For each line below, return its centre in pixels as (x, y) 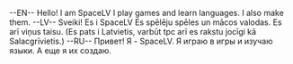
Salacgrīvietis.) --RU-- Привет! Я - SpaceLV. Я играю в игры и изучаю (141, 41)
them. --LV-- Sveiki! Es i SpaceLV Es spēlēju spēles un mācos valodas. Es (146, 22)
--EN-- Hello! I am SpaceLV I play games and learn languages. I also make (147, 13)
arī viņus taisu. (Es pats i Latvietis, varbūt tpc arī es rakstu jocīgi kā (133, 32)
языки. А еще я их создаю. (61, 51)
